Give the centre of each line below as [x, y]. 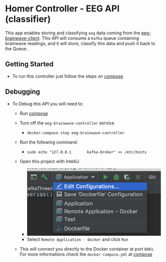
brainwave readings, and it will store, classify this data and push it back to [80, 43]
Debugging [23, 92]
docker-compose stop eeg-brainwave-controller [76, 133]
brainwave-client [22, 38]
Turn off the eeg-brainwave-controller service [67, 123]
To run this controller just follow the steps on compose [68, 76]
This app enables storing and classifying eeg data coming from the [73, 33]
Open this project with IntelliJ [49, 161]
